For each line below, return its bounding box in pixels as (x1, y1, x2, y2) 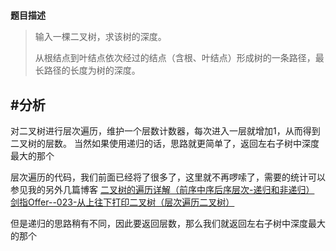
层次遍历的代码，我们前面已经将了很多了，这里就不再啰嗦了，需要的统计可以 (10, 171, 326, 183)
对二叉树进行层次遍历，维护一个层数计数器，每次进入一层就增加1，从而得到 (10, 125, 321, 137)
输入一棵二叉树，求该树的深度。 (34, 31, 167, 43)
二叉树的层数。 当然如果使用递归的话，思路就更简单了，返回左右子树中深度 (10, 138, 320, 149)
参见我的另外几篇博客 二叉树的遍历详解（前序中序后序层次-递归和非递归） (10, 184, 315, 195)
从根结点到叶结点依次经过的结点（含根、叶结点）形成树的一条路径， (34, 52, 316, 64)
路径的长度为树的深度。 (43, 64, 141, 77)
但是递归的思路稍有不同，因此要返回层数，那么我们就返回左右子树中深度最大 (10, 218, 326, 229)
